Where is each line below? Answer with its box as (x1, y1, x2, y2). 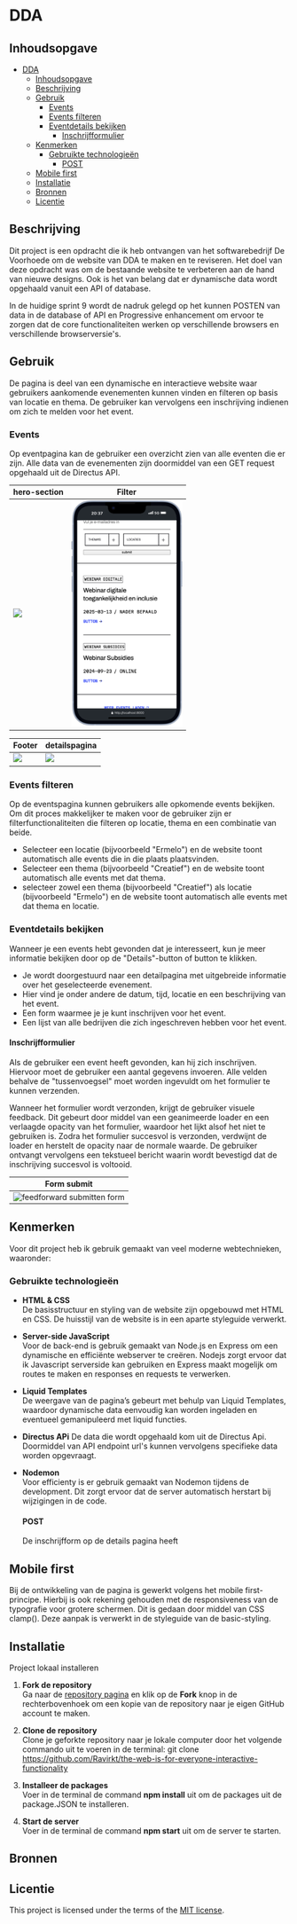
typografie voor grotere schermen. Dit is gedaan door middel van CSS (9, 1604, 265, 1614)
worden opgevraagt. (21, 1450, 97, 1461)
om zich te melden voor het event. (9, 405, 135, 417)
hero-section (12, 487, 64, 498)
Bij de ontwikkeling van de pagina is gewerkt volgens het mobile (9, 1585, 244, 1596)
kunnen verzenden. (9, 1085, 80, 1096)
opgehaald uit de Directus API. (9, 467, 121, 477)
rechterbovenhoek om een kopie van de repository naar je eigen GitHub (21, 1698, 285, 1708)
